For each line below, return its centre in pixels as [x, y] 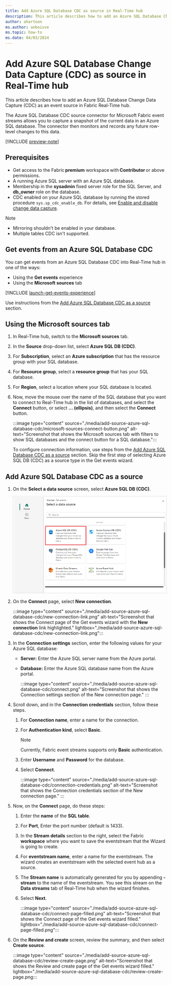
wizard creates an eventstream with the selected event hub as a [88, 862]
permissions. [26, 175]
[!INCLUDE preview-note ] [32, 142]
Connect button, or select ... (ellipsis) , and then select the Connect [84, 408]
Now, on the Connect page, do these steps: [59, 806]
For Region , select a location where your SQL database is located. [82, 387]
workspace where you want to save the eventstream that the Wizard [93, 841]
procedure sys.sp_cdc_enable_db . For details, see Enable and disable [85, 203]
